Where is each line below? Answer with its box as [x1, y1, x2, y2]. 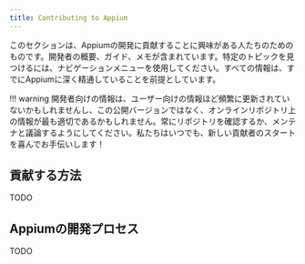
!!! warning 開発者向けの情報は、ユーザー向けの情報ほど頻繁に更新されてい [9, 93, 290, 104]
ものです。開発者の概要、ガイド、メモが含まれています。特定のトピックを [9, 51, 287, 62]
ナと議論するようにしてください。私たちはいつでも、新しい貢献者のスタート [9, 127, 296, 137]
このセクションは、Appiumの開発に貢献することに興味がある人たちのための [9, 39, 294, 50]
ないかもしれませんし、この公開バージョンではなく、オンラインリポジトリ [9, 104, 289, 115]
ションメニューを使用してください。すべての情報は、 [88, 62, 287, 73]
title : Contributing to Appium [9, 13, 128, 23]
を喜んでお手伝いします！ [9, 138, 106, 149]
